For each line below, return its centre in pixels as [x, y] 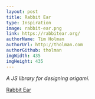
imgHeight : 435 [25, 61]
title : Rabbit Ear [29, 17]
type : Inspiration [29, 23]
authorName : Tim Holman [35, 39]
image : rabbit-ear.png [34, 28]
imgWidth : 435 [24, 56]
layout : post [22, 12]
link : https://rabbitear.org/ [43, 34]
